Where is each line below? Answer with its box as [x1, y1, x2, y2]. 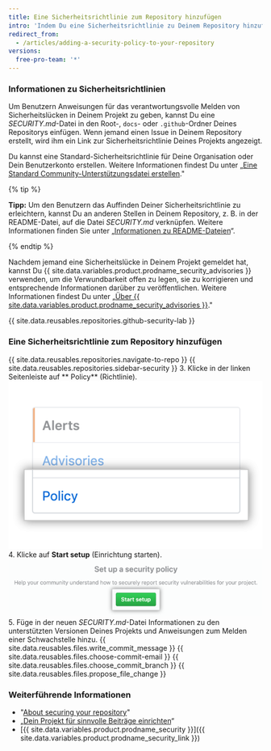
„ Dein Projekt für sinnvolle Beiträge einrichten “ [19, 716, 175, 726]
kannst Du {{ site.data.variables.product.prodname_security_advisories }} [8, 266, 252, 276]
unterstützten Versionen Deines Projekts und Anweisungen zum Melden [8, 626, 248, 635]
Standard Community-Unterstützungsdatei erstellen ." [8, 169, 186, 179]
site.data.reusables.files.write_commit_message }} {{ [8, 643, 184, 652]
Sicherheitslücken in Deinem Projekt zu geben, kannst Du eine [8, 110, 215, 120]
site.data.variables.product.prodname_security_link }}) [19, 733, 200, 743]
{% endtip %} [8, 242, 54, 251]
